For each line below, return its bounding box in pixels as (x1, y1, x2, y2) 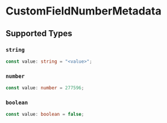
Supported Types (5, 28, 73, 39)
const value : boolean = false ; (5, 112, 84, 118)
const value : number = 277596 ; (5, 85, 84, 91)
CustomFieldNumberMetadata (5, 4, 162, 18)
